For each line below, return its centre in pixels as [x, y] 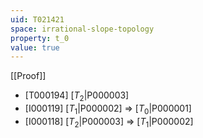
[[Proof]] [28, 76]
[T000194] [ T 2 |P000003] [77, 96]
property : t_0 [40, 38]
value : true [35, 47]
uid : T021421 [37, 19]
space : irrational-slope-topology [82, 29]
